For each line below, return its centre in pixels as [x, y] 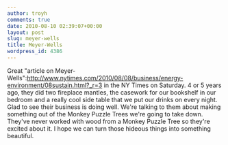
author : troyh [27, 13]
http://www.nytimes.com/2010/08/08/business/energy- [105, 78]
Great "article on [30, 70]
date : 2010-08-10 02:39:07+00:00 [55, 26]
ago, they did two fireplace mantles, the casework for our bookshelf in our [112, 92]
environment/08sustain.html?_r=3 [55, 85]
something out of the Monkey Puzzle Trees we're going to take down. [105, 114]
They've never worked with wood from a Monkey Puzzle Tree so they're [109, 121]
